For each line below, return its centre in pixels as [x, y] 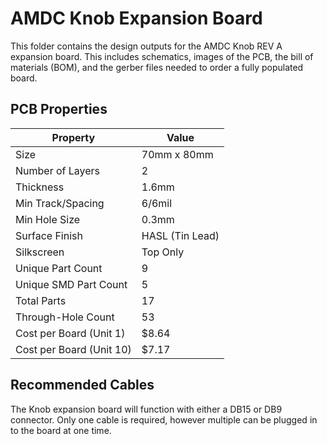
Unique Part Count [59, 268]
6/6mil [157, 203]
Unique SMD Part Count [71, 284]
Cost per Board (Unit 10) [73, 349]
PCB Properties [59, 109]
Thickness [40, 187]
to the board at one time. [61, 430]
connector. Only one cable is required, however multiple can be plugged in [164, 419]
